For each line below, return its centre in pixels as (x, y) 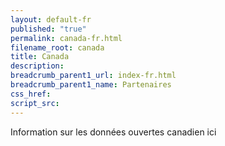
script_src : (35, 103)
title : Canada (40, 57)
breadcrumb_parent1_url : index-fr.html (93, 76)
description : (37, 66)
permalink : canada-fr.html (66, 38)
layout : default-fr (51, 19)
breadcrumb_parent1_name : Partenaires (91, 85)
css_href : (31, 94)
